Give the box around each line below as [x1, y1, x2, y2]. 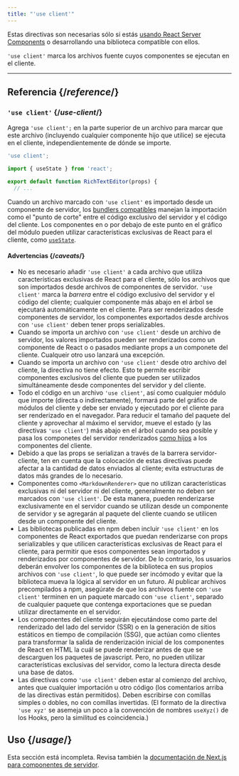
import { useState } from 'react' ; [7, 165, 113, 173]
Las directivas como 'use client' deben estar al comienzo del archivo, [17, 676, 227, 684]
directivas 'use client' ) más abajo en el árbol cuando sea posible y [17, 426, 218, 435]
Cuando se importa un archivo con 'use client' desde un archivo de [17, 328, 221, 336]
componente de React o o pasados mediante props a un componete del [17, 343, 228, 352]
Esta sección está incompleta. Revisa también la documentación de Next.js [7, 753, 227, 761]
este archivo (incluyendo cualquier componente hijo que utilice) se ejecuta [7, 131, 226, 139]
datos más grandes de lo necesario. [17, 472, 123, 480]
